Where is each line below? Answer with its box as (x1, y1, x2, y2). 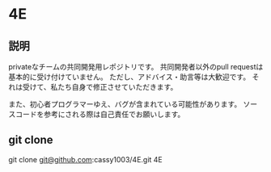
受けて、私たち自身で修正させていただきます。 (22, 82, 178, 91)
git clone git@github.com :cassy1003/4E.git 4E (8, 154, 163, 164)
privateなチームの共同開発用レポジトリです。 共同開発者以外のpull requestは (8, 62, 264, 71)
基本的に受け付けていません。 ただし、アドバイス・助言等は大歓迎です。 (8, 72, 251, 82)
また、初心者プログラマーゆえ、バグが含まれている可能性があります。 (8, 99, 242, 109)
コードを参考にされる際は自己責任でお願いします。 (15, 110, 185, 119)
